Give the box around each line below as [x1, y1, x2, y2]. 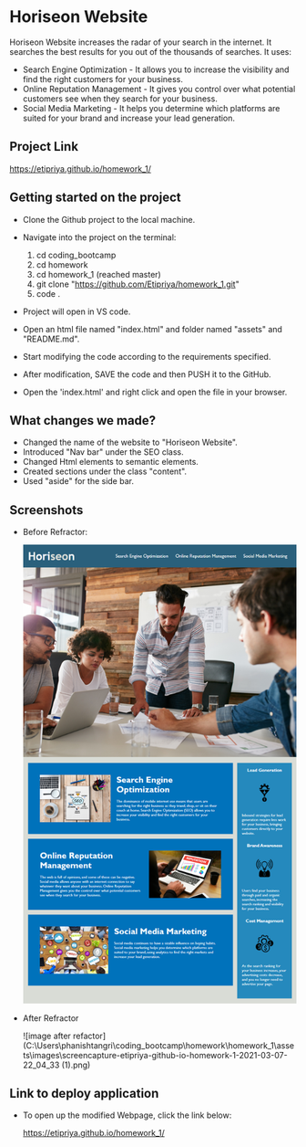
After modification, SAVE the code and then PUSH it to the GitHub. [22, 368, 271, 380]
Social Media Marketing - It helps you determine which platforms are [22, 102, 280, 113]
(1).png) [61, 1059, 91, 1070]
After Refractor [22, 1012, 79, 1024]
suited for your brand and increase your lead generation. [22, 112, 235, 123]
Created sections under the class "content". [22, 466, 188, 477]
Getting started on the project [9, 190, 181, 205]
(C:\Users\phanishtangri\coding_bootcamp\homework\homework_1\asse [22, 1039, 294, 1051]
